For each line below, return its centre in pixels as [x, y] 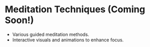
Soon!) [20, 20]
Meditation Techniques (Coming [75, 9]
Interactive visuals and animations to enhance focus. [68, 40]
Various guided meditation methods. [51, 34]
